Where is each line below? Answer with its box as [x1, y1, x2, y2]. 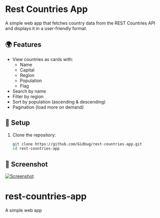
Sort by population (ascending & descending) [12, 98, 106, 104]
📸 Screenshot [5, 160, 48, 168]
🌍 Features [5, 40, 41, 49]
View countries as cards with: [12, 56, 73, 62]
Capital [19, 66, 35, 73]
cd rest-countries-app [12, 146, 60, 151]
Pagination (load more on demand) [12, 104, 84, 110]
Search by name [12, 88, 46, 94]
